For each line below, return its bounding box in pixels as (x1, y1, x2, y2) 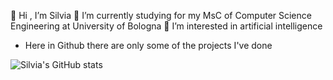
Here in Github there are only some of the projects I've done (24, 40, 273, 51)
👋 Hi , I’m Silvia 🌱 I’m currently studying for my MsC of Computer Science (10, 10, 312, 21)
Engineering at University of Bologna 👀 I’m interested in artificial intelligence (10, 20, 323, 32)
